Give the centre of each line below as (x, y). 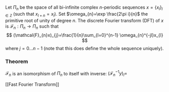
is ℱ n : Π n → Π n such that (32, 27)
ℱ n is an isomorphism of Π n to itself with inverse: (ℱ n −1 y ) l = (66, 74)
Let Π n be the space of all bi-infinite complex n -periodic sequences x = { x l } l (84, 8)
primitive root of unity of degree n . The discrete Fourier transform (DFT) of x (84, 20)
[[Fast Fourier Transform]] (32, 84)
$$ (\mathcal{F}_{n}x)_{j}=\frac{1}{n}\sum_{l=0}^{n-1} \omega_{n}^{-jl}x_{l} (85, 35)
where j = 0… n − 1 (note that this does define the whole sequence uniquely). (84, 49)
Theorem (17, 62)
